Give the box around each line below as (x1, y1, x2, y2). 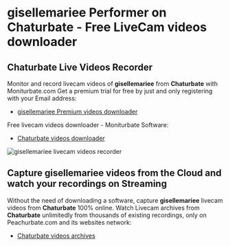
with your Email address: (7, 94, 77, 102)
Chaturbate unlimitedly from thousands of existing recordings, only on (7, 211, 207, 219)
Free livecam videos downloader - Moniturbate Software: (7, 121, 169, 128)
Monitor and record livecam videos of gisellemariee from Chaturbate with (7, 80, 218, 87)
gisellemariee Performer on (7, 5, 167, 21)
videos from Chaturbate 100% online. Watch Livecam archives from (7, 203, 200, 212)
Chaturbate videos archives (16, 232, 96, 240)
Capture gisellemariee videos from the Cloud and (7, 167, 222, 179)
